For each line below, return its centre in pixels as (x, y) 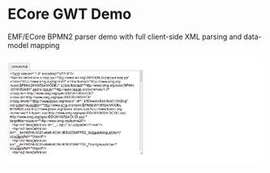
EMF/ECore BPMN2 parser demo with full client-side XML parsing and (125, 37)
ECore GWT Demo (69, 14)
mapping (45, 45)
